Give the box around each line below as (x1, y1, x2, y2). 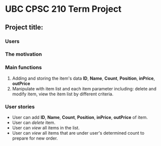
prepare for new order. (12, 135, 58, 141)
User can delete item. (12, 119, 56, 126)
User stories (5, 103, 35, 110)
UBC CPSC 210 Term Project (5, 3, 122, 15)
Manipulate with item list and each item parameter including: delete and (12, 86, 157, 91)
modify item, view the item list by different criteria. (12, 91, 114, 97)
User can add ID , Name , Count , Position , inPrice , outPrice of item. (12, 115, 148, 120)
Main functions (5, 64, 42, 71)
